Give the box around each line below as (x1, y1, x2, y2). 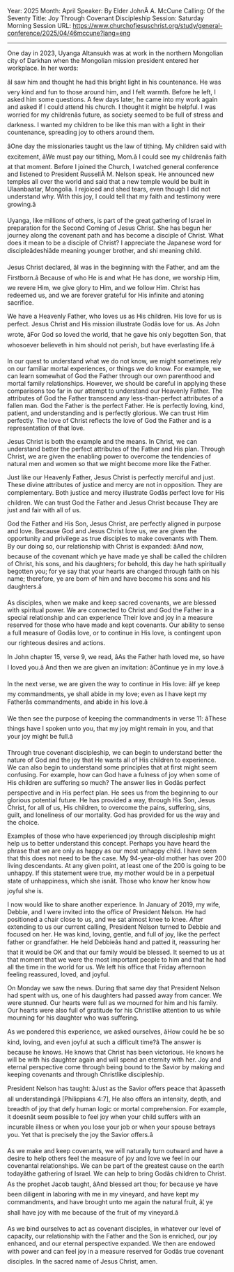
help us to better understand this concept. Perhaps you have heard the (7, 839, 211, 847)
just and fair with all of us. (7, 506, 81, 514)
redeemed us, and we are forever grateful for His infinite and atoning (7, 291, 204, 299)
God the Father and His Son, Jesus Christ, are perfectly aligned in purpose (7, 519, 221, 528)
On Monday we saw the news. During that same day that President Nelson (7, 984, 221, 992)
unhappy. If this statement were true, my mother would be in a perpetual (7, 869, 214, 877)
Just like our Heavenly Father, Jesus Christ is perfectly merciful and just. (7, 473, 216, 482)
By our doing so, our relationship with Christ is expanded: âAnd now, (7, 542, 204, 550)
